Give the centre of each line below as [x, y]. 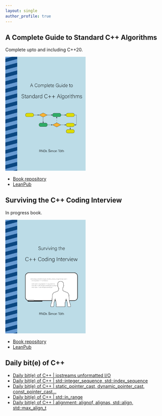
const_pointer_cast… [35, 391]
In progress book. [24, 212]
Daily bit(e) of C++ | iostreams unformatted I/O [62, 375]
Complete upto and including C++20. [44, 50]
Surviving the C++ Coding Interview [64, 200]
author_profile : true [28, 16]
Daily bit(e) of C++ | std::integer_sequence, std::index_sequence [80, 381]
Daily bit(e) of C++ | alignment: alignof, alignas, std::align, [73, 402]
